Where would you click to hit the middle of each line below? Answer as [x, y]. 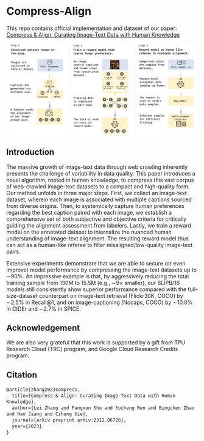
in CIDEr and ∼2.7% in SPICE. [44, 309]
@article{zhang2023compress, [43, 390]
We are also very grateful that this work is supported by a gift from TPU [96, 343]
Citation [22, 375]
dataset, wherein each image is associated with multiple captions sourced [99, 199]
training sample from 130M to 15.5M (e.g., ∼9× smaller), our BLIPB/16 [93, 283]
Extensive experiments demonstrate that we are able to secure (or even [96, 263]
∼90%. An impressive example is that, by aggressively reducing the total [98, 276]
